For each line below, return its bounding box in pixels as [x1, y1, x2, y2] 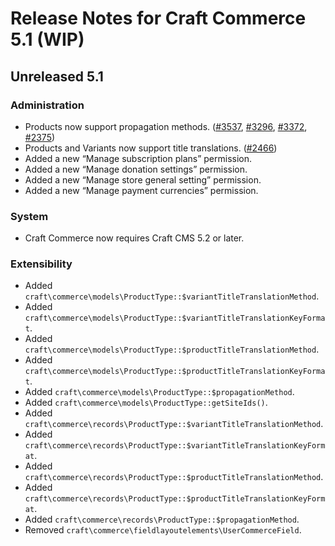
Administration [10, 98, 85, 112]
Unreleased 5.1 [10, 68, 104, 85]
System [10, 209, 49, 223]
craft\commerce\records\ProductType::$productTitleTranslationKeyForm [24, 494, 326, 504]
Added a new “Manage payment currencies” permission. [24, 184, 259, 196]
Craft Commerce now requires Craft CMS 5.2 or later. [24, 232, 245, 244]
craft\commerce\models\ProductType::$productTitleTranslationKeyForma [24, 367, 326, 377]
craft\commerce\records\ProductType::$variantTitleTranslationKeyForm [24, 441, 326, 451]
